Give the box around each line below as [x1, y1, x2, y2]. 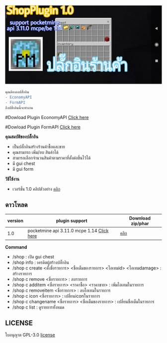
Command [5, 244, 27, 250]
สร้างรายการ [12, 270, 32, 276]
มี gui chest [12, 160, 35, 166]
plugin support [56, 218, 88, 224]
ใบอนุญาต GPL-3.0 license [5, 332, 56, 338]
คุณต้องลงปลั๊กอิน [5, 90, 29, 95]
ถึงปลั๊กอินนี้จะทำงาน [5, 105, 33, 110]
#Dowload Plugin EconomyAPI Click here [5, 114, 89, 120]
